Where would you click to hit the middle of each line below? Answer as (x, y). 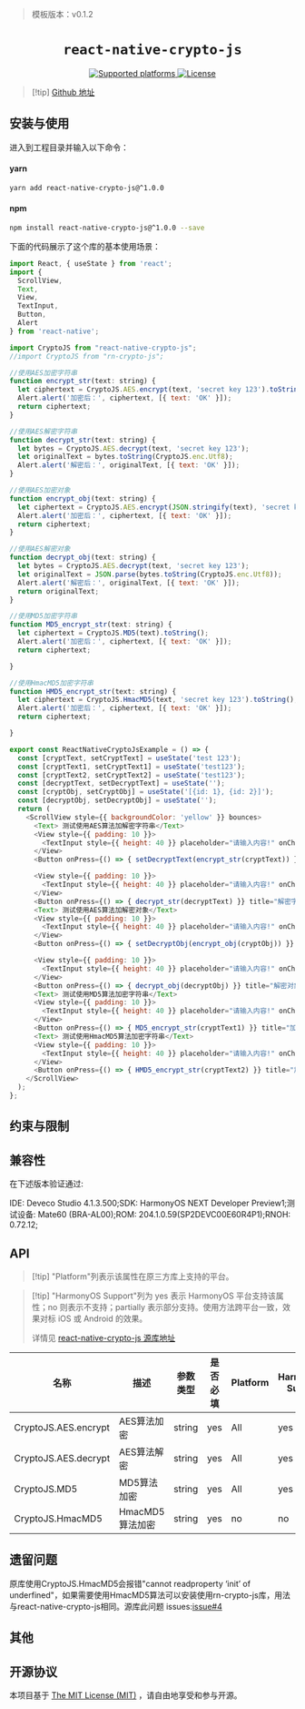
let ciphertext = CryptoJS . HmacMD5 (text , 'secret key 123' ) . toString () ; (158, 700)
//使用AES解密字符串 (44, 432)
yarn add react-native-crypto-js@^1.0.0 (87, 188)
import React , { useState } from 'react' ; (91, 263)
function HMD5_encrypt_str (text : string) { (93, 691)
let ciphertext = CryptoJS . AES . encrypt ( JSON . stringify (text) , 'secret (154, 507)
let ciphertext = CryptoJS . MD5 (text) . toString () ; (113, 633)
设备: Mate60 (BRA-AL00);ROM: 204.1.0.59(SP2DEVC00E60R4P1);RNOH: (154, 1215)
